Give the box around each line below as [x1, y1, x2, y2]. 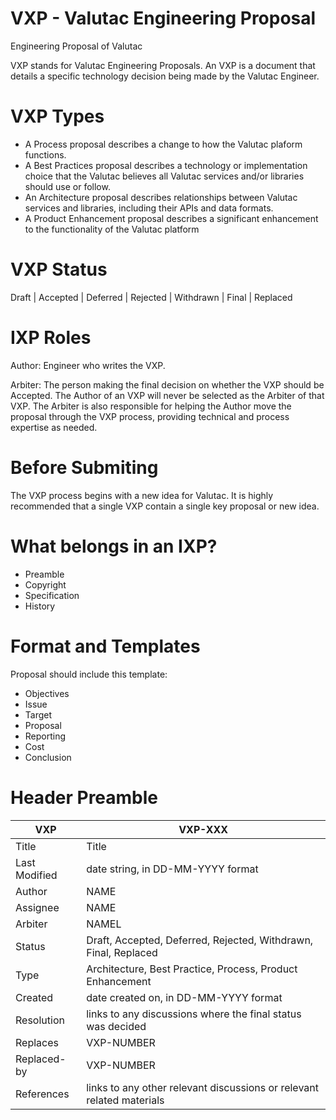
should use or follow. [24, 180, 111, 192]
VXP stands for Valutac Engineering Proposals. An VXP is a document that [10, 59, 316, 71]
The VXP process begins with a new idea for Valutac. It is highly [10, 489, 274, 501]
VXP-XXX [178, 822, 229, 836]
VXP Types [10, 105, 105, 128]
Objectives [24, 687, 70, 699]
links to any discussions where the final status [86, 1007, 302, 1021]
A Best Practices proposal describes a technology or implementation [24, 159, 308, 171]
